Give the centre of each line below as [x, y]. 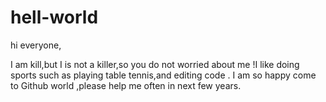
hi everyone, [36, 45]
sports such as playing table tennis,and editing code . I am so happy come [163, 75]
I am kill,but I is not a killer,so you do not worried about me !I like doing [155, 64]
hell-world [54, 17]
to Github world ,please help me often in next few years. [126, 85]
